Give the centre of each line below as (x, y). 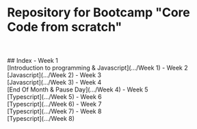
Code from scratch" (65, 27)
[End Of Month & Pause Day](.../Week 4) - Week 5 (78, 89)
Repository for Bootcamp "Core (98, 13)
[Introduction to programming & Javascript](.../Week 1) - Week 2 (97, 68)
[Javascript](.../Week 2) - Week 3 (54, 75)
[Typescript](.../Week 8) (41, 118)
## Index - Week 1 (32, 60)
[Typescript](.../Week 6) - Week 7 (54, 104)
